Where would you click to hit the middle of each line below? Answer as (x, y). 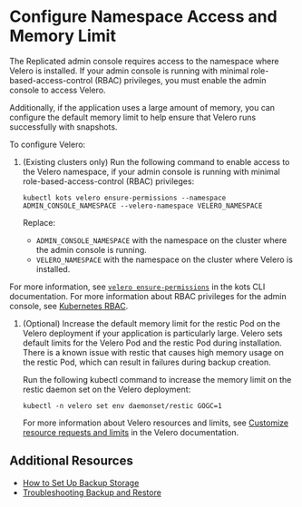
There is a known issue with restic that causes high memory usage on (153, 352)
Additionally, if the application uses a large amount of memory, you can (142, 107)
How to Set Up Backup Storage (81, 483)
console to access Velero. (58, 90)
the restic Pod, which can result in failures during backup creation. (146, 362)
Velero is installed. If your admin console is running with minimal (129, 71)
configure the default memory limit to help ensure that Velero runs (133, 117)
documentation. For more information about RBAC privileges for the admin (148, 296)
